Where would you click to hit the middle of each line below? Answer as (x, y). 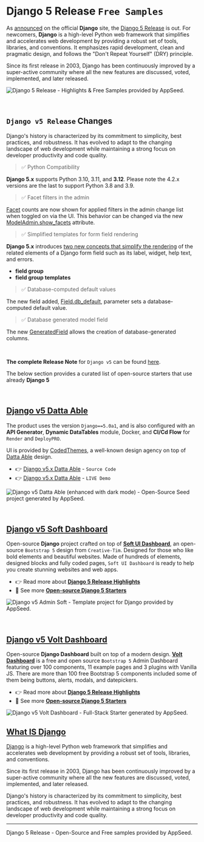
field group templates (43, 277)
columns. (18, 338)
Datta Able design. (29, 456)
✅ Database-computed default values (69, 289)
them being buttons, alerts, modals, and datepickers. (72, 680)
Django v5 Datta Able (47, 411)
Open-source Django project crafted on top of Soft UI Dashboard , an (93, 544)
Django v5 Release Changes (59, 121)
